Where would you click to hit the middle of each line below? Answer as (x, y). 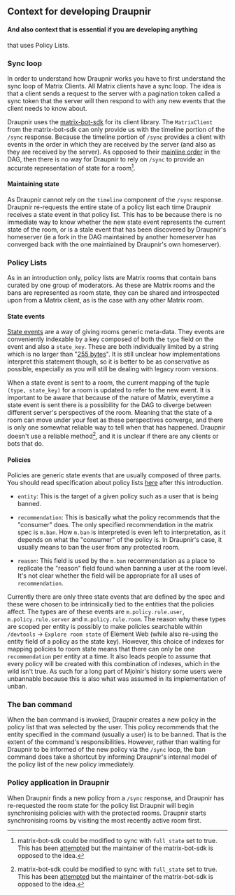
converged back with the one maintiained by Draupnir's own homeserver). (114, 244)
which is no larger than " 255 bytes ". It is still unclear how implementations (114, 354)
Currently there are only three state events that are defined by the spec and (116, 597)
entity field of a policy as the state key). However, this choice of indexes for (116, 642)
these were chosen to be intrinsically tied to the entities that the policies (111, 604)
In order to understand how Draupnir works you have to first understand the (116, 78)
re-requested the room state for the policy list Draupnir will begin (101, 805)
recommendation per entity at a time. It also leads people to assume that (109, 656)
